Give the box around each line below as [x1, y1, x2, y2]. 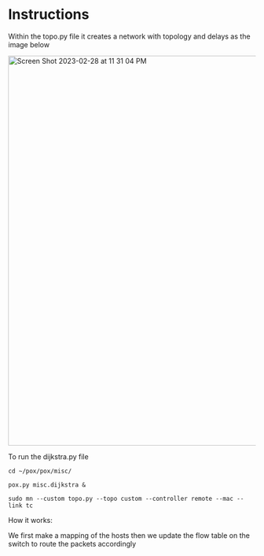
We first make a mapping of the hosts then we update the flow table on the [8, 530, 250, 540]
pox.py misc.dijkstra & [8, 480, 86, 489]
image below [8, 39, 49, 49]
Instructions [8, 6, 90, 24]
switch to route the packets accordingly [8, 539, 137, 548]
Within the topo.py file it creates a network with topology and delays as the [8, 32, 251, 41]
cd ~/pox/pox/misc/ [8, 467, 72, 475]
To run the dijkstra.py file [8, 451, 89, 461]
